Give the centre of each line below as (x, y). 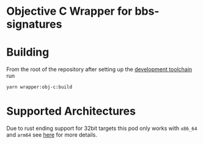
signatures (34, 24)
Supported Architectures (71, 111)
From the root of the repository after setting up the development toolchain (99, 69)
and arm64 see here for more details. (52, 135)
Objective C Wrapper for (69, 11)
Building (28, 52)
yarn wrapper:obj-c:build (39, 87)
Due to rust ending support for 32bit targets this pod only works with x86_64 (102, 128)
